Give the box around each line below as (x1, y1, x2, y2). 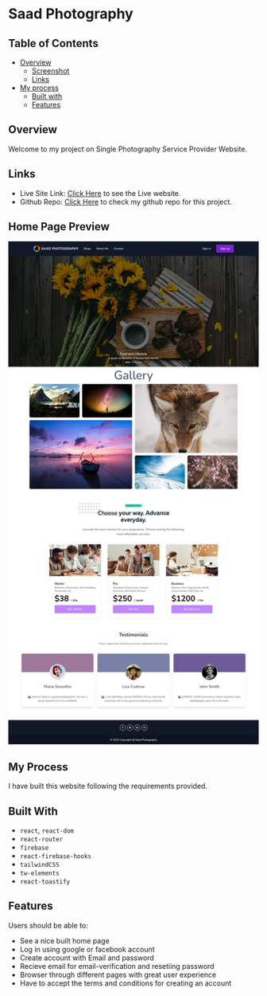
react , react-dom (19, 825, 75, 835)
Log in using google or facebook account (19, 944, 155, 954)
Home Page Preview (8, 220, 110, 233)
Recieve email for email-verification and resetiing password (19, 961, 215, 971)
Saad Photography (8, 5, 133, 23)
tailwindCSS (19, 861, 60, 869)
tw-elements (19, 869, 60, 877)
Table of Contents (8, 37, 99, 50)
